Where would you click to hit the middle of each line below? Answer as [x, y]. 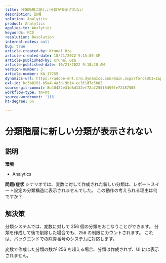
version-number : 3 [24, 70]
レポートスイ [146, 184]
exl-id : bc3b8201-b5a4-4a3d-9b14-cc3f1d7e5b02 [54, 83]
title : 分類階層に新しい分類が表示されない [44, 10]
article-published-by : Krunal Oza [41, 60]
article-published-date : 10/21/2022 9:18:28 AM [55, 65]
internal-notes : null [27, 42]
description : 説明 [23, 14]
